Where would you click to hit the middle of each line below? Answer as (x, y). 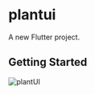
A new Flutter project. (44, 37)
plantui (32, 15)
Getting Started (48, 62)
